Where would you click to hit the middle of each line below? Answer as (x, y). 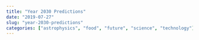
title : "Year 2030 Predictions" (46, 11)
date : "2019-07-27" (30, 17)
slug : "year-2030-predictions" (45, 22)
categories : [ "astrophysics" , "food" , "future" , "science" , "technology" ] (100, 28)
